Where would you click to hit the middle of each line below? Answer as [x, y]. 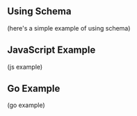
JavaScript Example [51, 50]
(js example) [25, 67]
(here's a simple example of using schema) [69, 28]
